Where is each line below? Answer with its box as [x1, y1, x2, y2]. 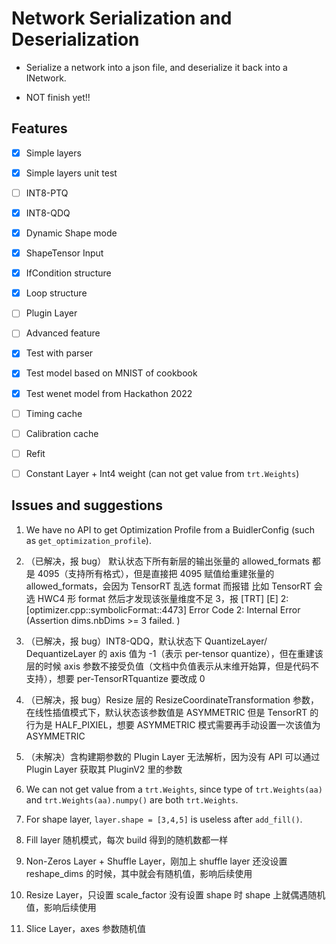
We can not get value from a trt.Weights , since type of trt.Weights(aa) [25, 783, 323, 795]
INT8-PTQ [25, 187, 69, 199]
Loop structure [25, 287, 88, 299]
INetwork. [25, 72, 67, 84]
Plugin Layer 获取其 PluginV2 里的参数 [25, 763, 183, 775]
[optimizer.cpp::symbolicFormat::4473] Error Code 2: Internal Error [25, 603, 301, 616]
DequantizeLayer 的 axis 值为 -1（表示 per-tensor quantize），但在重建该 [25, 647, 324, 659]
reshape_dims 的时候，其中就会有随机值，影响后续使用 [25, 867, 253, 879]
